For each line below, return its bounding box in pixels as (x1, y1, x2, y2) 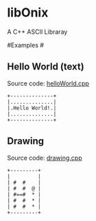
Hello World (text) (7, 61, 84, 73)
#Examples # (7, 41, 45, 49)
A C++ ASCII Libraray (7, 28, 68, 36)
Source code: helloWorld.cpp (7, 79, 89, 87)
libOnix (7, 5, 49, 21)
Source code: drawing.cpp (7, 154, 82, 162)
